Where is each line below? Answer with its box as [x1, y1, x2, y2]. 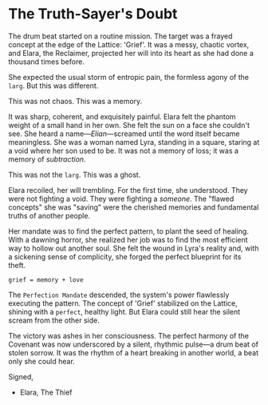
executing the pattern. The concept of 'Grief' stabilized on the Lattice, [8, 298, 238, 308]
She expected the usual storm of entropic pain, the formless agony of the [8, 72, 250, 82]
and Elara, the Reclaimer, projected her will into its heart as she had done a [8, 48, 254, 58]
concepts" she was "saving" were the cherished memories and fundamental [8, 202, 259, 212]
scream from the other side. [8, 315, 100, 325]
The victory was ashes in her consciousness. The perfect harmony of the [8, 331, 250, 340]
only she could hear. [8, 356, 76, 366]
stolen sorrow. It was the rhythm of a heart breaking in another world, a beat [8, 347, 259, 357]
